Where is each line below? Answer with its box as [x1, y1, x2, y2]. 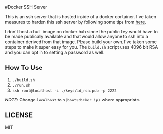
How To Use [5, 64, 43, 72]
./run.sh [12, 83, 31, 88]
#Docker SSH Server [5, 4, 48, 10]
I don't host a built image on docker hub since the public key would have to [5, 29, 158, 34]
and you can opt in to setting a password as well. [5, 49, 105, 55]
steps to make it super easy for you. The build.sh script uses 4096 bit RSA [5, 44, 158, 50]
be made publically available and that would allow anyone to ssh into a [5, 34, 148, 39]
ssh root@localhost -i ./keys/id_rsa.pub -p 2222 [12, 88, 117, 93]
